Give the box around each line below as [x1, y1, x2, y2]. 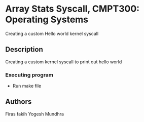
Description [5, 45, 43, 54]
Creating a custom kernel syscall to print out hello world [5, 59, 122, 65]
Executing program [5, 71, 54, 78]
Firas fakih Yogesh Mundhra [5, 111, 64, 117]
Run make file [12, 83, 42, 89]
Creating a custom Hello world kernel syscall [5, 30, 99, 36]
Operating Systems [5, 14, 89, 25]
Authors [5, 97, 32, 106]
